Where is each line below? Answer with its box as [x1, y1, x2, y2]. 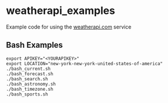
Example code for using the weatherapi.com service [6, 23, 132, 30]
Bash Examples [6, 40, 63, 50]
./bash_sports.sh [6, 91, 48, 97]
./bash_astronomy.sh [6, 81, 57, 87]
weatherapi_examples [6, 4, 116, 17]
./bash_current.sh [6, 66, 51, 72]
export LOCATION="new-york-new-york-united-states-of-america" [6, 61, 163, 66]
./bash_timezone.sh [6, 86, 54, 92]
